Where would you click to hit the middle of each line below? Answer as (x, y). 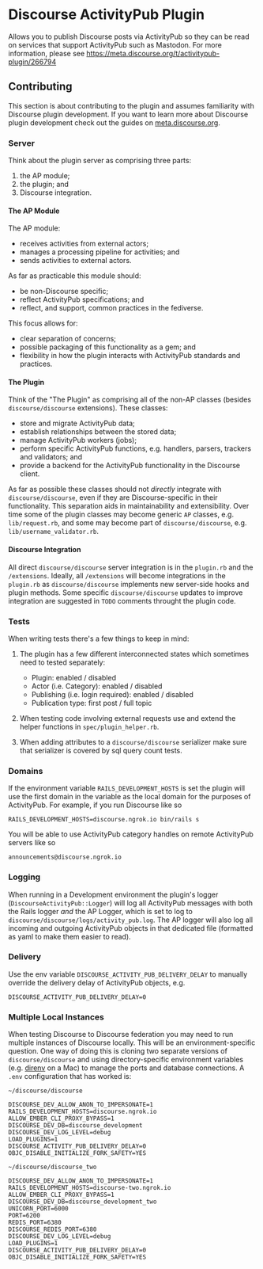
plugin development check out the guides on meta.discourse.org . (115, 122)
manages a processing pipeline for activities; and (100, 252)
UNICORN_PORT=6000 (38, 1209)
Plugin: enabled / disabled (74, 677)
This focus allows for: (43, 323)
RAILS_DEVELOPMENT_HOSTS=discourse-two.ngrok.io (90, 1188)
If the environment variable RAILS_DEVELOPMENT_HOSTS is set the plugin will (127, 788)
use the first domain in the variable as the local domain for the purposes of (130, 797)
